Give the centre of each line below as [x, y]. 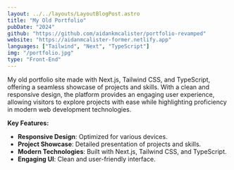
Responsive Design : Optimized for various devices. [92, 136]
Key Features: [28, 123]
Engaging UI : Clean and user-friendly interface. [87, 159]
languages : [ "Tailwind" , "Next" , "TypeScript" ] [79, 46]
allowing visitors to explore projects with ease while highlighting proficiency [117, 102]
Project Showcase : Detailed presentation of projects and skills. [109, 144]
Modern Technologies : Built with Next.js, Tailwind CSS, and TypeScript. [122, 151]
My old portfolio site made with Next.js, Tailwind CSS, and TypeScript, [109, 79]
